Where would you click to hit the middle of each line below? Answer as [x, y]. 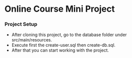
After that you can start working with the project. [60, 50]
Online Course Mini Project [60, 9]
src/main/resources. [32, 40]
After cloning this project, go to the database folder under [69, 35]
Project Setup [21, 24]
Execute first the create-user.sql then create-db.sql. [64, 45]
